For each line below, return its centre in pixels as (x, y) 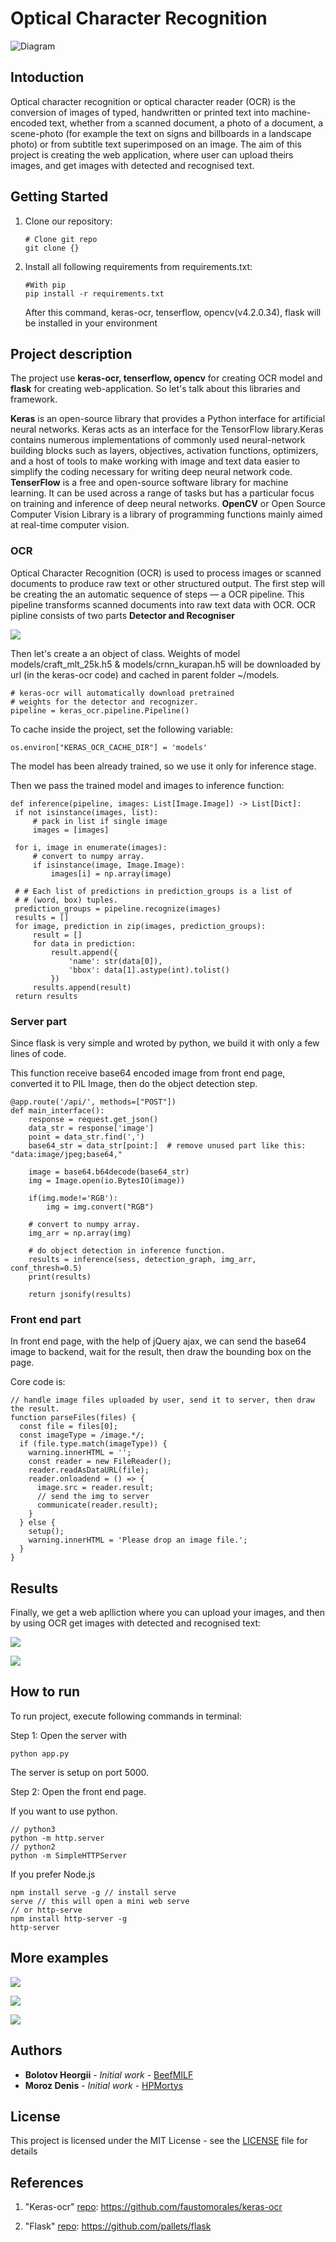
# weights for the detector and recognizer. (104, 702)
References (47, 2182)
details (24, 2151)
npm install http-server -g (69, 1918)
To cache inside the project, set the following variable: (122, 729)
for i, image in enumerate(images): (91, 847)
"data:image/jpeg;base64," (66, 1154)
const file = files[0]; (68, 1427)
